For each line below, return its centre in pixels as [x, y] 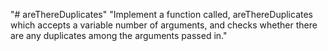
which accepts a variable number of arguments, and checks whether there [164, 25]
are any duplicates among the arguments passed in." [119, 35]
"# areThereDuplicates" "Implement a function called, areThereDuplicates [161, 14]
